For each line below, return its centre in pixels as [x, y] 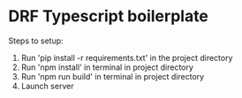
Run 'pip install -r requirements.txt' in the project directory [127, 57]
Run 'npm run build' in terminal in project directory [113, 76]
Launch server [47, 86]
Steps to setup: [36, 41]
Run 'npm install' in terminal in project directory [107, 67]
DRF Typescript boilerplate [109, 16]
